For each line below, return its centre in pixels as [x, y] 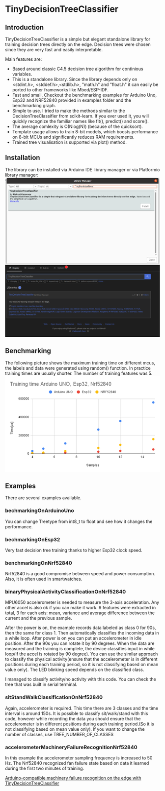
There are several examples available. [43, 498]
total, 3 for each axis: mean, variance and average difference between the [80, 613]
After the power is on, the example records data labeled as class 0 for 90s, [81, 628]
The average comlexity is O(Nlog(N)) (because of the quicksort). [78, 126]
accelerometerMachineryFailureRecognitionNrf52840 [71, 747]
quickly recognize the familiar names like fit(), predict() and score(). [80, 121]
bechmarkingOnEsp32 [33, 539]
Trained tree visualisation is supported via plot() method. [69, 142]
